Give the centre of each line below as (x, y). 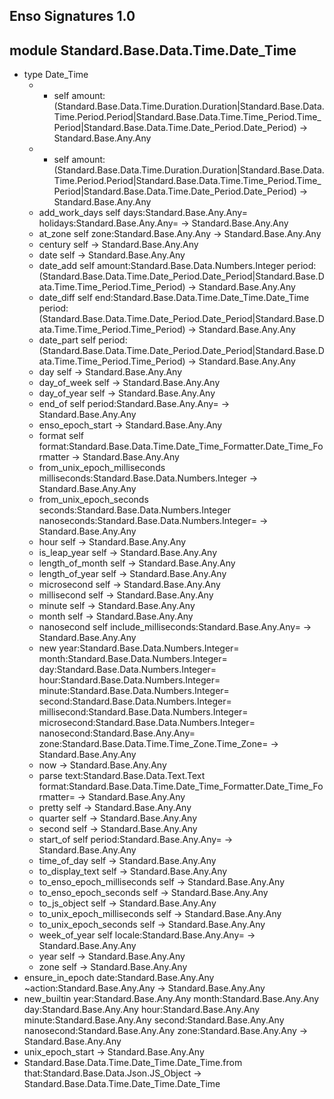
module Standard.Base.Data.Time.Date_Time (153, 50)
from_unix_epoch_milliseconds (102, 468)
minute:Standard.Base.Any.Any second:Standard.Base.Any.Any (154, 1020)
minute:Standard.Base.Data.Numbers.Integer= (134, 691)
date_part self (67, 340)
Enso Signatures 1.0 (72, 16)
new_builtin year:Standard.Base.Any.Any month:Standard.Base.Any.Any (171, 999)
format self (61, 436)
